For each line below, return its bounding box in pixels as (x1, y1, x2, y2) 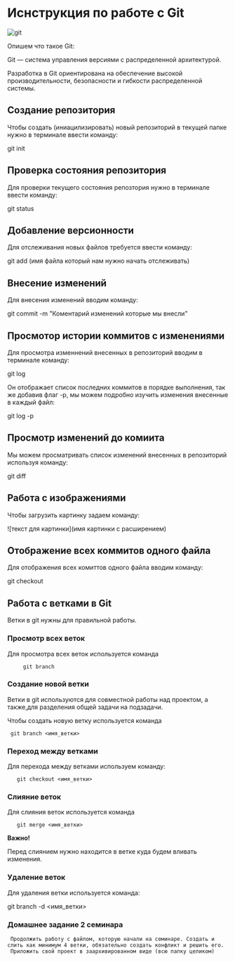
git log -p (7, 412, 34, 420)
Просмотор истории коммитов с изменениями (7, 330, 225, 342)
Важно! (7, 834, 30, 843)
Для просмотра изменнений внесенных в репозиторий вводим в (7, 349, 203, 356)
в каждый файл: (7, 398, 55, 406)
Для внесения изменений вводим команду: (7, 296, 138, 304)
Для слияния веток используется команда (7, 808, 135, 817)
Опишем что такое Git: (7, 41, 75, 50)
